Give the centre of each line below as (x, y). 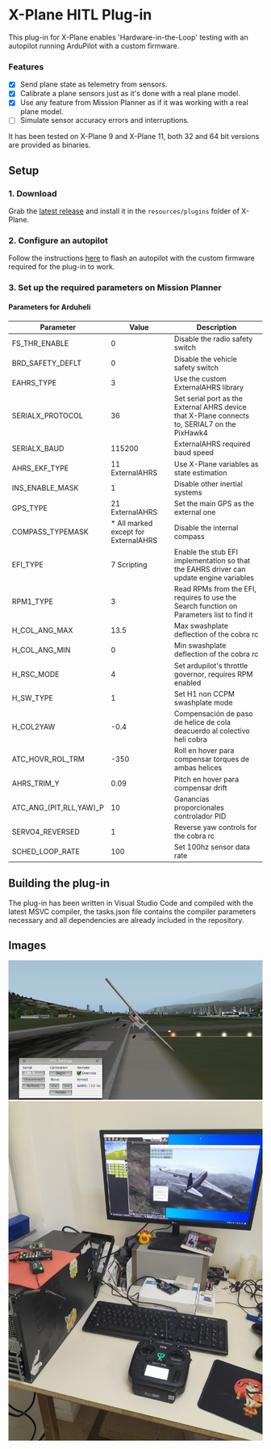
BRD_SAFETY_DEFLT (47, 363)
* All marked (132, 524)
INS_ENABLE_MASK (45, 488)
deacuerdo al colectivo (212, 731)
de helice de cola (202, 722)
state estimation (200, 472)
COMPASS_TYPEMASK (50, 532)
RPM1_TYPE (33, 602)
